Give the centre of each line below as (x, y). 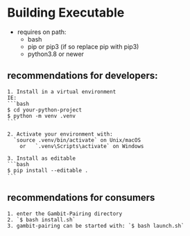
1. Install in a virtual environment (62, 91)
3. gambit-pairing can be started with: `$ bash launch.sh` (96, 226)
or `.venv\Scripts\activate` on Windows (82, 146)
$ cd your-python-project (44, 110)
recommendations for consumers (81, 198)
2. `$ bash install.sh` (42, 219)
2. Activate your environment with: (60, 134)
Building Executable (66, 13)
